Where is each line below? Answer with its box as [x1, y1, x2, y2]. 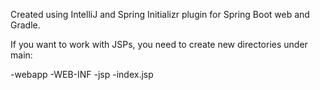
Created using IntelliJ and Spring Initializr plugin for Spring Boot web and [10, 9, 310, 20]
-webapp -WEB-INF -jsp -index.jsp [10, 69, 154, 80]
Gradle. [10, 19, 41, 31]
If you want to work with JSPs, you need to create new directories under [10, 39, 308, 50]
